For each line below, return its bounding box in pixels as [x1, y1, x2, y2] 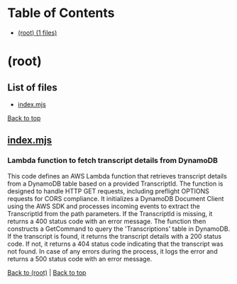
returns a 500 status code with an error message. [7, 254, 153, 263]
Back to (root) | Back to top [7, 268, 87, 277]
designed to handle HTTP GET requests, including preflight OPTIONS [7, 186, 209, 195]
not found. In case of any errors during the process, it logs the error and [7, 246, 218, 256]
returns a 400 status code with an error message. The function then [7, 217, 206, 225]
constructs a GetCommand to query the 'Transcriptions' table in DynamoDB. [7, 225, 231, 233]
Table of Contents [7, 5, 115, 21]
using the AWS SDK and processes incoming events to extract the [7, 202, 200, 210]
